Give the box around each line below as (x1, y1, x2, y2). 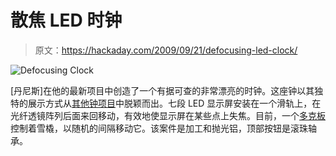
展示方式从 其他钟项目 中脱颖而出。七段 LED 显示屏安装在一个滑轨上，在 (27, 97, 322, 109)
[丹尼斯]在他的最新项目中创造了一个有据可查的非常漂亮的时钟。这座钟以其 (10, 84, 315, 96)
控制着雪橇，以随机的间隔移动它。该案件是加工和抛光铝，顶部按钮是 (10, 122, 291, 134)
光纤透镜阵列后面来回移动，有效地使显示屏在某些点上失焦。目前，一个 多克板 (10, 109, 326, 121)
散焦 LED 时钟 (10, 9, 123, 32)
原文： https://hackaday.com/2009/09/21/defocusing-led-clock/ (34, 44, 298, 56)
